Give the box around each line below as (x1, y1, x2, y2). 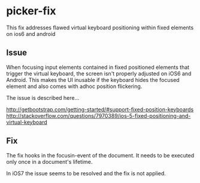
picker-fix (6, 4, 56, 18)
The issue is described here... (6, 94, 80, 101)
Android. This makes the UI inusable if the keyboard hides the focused (6, 76, 180, 83)
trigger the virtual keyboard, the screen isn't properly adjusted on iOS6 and (6, 70, 192, 77)
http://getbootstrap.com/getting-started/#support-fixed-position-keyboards (6, 106, 194, 113)
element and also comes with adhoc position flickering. (6, 83, 143, 90)
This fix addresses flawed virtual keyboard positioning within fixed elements (6, 24, 194, 31)
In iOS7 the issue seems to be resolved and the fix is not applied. (6, 169, 166, 177)
